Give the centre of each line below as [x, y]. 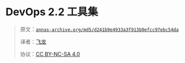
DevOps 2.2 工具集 [52, 12]
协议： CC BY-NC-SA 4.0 [50, 54]
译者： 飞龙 [33, 41]
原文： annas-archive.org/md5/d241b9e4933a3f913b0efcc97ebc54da [99, 29]
